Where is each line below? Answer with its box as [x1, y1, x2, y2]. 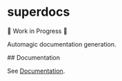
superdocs [7, 4, 70, 20]
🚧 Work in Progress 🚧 [7, 27, 68, 35]
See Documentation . [7, 67, 65, 75]
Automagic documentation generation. [7, 40, 116, 48]
